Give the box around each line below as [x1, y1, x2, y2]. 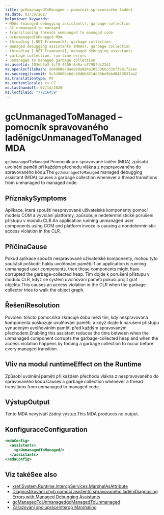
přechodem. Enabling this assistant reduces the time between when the [5, 330, 149, 336]
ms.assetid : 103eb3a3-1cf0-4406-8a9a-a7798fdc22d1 [5, 62, 111, 67]
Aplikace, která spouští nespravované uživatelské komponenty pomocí [5, 207, 148, 213]
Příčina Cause [5, 242, 48, 251]
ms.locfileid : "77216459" [5, 90, 58, 95]
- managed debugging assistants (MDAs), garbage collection [5, 44, 131, 49]
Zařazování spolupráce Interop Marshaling [12, 504, 97, 511]
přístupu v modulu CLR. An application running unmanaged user [5, 218, 134, 223]
